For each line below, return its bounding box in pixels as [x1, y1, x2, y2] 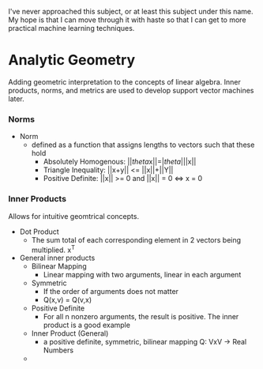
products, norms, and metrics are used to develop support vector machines [8, 85, 254, 95]
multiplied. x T [31, 243, 75, 254]
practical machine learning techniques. [8, 24, 135, 32]
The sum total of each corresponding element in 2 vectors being [31, 235, 242, 244]
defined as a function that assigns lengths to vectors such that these [31, 140, 255, 149]
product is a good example [43, 320, 130, 330]
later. [8, 94, 25, 104]
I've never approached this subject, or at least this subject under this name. [8, 7, 254, 16]
